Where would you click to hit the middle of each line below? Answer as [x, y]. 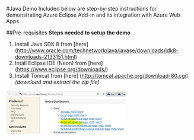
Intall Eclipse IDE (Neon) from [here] [59, 63]
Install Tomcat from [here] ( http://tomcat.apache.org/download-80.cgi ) [101, 76]
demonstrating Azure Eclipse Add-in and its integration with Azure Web [93, 15]
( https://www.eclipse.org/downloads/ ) [61, 69]
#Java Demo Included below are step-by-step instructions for [82, 9]
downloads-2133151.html [45, 57]
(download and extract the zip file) [57, 82]
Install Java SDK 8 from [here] [52, 44]
